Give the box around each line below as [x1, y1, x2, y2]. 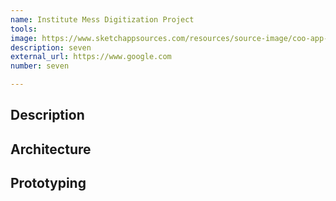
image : [10, 33, 38, 43]
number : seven [10, 61, 70, 71]
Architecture [10, 141, 92, 158]
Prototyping [10, 175, 87, 192]
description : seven [10, 42, 92, 53]
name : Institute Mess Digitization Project [10, 14, 195, 25]
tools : [10, 24, 38, 34]
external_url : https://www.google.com [10, 52, 172, 62]
